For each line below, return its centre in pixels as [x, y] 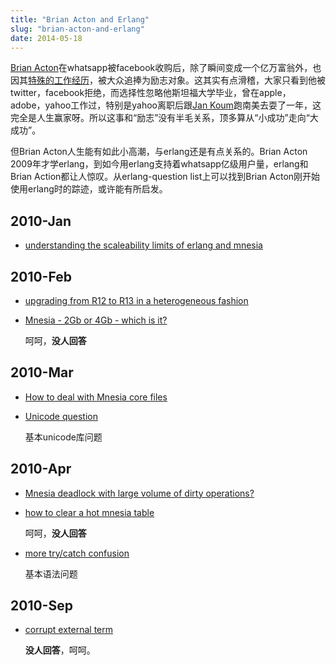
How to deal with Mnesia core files [96, 397]
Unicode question [61, 416]
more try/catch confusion [77, 553]
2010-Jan [41, 221]
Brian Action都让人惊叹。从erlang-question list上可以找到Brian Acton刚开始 [165, 177]
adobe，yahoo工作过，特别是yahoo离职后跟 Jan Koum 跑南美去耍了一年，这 [166, 105]
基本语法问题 [51, 573]
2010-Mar [42, 372]
